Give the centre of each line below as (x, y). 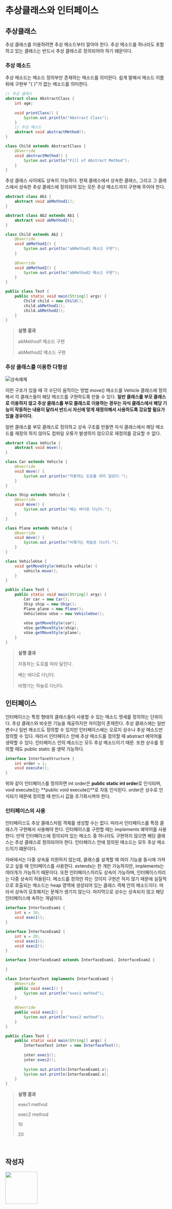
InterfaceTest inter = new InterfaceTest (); (72, 1045)
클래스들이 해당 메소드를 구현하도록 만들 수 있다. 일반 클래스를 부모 (87, 396)
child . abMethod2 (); (45, 311)
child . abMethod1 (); (45, 306)
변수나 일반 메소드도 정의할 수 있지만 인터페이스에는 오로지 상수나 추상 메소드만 (84, 729)
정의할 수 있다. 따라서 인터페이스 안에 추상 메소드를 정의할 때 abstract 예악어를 (84, 736)
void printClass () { (36, 113)
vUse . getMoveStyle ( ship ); (52, 628)
